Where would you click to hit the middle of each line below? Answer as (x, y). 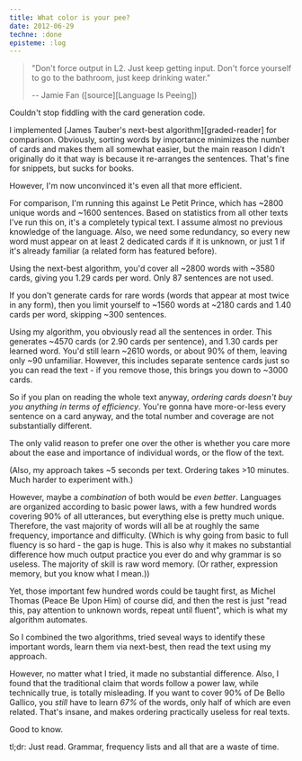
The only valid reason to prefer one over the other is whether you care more (150, 443)
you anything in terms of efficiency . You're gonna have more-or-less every (147, 407)
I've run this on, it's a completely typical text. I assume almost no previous (146, 222)
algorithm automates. (49, 620)
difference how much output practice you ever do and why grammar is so (145, 555)
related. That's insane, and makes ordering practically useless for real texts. (150, 712)
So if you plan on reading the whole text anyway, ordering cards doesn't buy (151, 398)
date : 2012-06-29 (42, 26)
